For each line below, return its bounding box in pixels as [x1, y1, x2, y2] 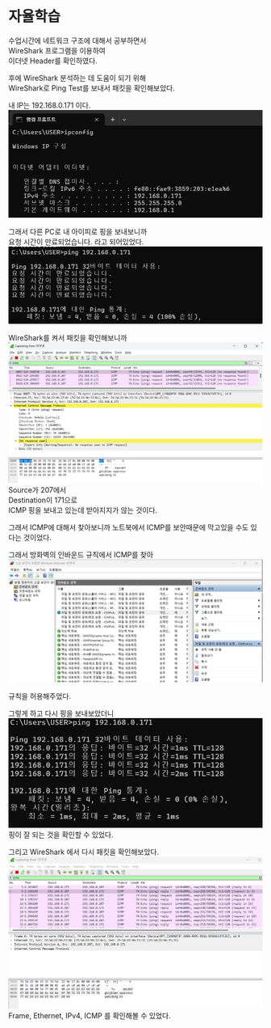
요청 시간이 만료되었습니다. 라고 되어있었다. [8, 236, 144, 247]
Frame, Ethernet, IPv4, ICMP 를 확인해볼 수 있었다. [8, 1010, 171, 1020]
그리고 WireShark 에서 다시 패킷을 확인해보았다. [8, 847, 160, 857]
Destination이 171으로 [8, 495, 78, 505]
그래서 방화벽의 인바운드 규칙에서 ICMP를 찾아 [8, 549, 154, 559]
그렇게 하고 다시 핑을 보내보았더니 [8, 709, 115, 718]
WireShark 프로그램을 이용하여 [8, 45, 106, 55]
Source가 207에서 [8, 484, 67, 494]
